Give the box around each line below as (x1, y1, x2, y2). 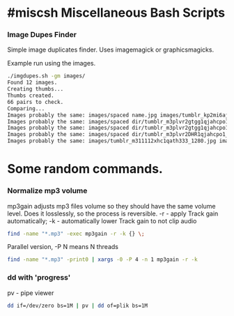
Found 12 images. (7, 79, 58, 86)
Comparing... (7, 105, 45, 112)
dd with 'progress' (7, 273, 71, 283)
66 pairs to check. (7, 98, 64, 105)
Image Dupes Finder (7, 30, 77, 40)
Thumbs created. (7, 92, 54, 99)
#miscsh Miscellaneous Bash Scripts (7, 5, 226, 21)
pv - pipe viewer (7, 288, 54, 297)
